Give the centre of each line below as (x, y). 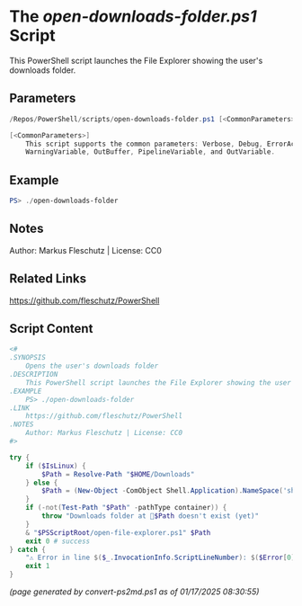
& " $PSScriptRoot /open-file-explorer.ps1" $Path (118, 532)
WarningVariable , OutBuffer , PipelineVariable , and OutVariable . (151, 152)
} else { (42, 483)
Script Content (51, 329)
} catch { (28, 549)
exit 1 (38, 566)
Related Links (48, 279)
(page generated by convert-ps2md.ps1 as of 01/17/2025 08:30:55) (134, 592)
